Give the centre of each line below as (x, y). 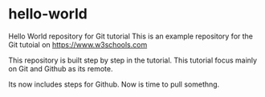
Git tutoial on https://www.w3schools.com (78, 44)
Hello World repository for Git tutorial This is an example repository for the (131, 36)
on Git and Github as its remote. (61, 68)
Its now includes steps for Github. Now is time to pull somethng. (114, 84)
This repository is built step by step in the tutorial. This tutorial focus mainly (133, 60)
